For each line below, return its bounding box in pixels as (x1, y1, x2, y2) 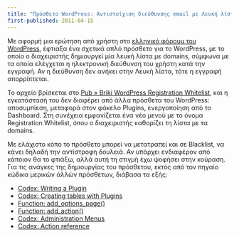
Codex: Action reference (17, 221, 90, 230)
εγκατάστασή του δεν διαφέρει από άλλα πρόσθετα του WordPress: (7, 95, 210, 104)
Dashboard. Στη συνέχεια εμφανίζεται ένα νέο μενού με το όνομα (7, 111, 203, 120)
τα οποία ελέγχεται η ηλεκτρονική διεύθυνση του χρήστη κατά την (7, 59, 206, 68)
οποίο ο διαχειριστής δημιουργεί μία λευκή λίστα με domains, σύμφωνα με (7, 51, 229, 60)
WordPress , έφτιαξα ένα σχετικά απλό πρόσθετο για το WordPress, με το (7, 44, 225, 53)
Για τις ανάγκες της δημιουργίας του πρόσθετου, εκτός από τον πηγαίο (7, 162, 219, 171)
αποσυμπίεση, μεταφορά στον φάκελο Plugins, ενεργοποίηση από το (7, 103, 212, 112)
